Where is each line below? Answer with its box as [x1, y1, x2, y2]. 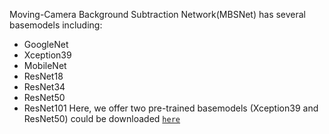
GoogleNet [23, 39, 69, 50]
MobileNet [23, 60, 67, 71]
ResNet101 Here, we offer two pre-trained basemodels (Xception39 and [23, 102, 319, 114]
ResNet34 [23, 81, 66, 93]
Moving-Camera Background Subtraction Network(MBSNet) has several [9, 9, 307, 20]
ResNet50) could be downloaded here [23, 113, 181, 124]
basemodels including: [9, 19, 103, 31]
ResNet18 [23, 70, 64, 82]
